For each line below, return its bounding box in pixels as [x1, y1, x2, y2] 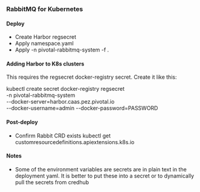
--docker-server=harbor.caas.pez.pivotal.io [6, 98, 115, 105]
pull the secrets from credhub [15, 178, 89, 186]
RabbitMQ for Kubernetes [6, 5, 83, 13]
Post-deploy [6, 118, 38, 125]
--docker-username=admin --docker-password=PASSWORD [6, 105, 158, 112]
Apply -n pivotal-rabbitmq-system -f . [15, 46, 109, 53]
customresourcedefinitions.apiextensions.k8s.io [15, 138, 135, 145]
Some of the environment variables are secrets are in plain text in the [15, 165, 187, 173]
